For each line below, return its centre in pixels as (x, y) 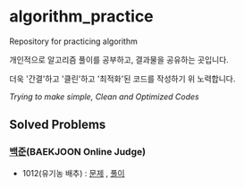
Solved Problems (58, 125)
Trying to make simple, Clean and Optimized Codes (104, 97)
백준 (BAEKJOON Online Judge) (77, 152)
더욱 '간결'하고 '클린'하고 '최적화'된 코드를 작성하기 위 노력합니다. (122, 79)
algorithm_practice (81, 17)
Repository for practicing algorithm (74, 41)
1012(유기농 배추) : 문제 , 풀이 (73, 173)
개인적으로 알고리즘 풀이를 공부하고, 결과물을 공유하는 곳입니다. (119, 59)
